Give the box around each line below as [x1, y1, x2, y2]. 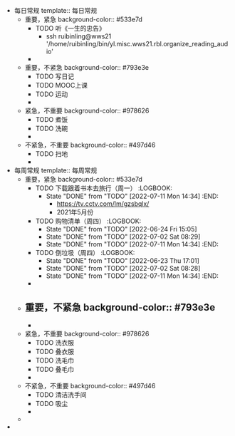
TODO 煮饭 [35, 115, 68, 123]
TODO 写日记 [35, 72, 75, 81]
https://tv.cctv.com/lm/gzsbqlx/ [56, 199, 150, 208]
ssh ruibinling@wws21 [46, 32, 112, 41]
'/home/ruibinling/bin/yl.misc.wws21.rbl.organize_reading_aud [46, 40, 229, 48]
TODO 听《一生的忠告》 [35, 24, 105, 32]
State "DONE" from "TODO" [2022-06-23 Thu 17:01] [46, 256, 199, 265]
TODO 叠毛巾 [35, 365, 75, 373]
